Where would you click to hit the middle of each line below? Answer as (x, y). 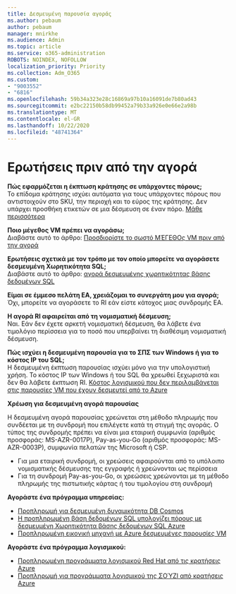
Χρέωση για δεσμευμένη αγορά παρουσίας (73, 404)
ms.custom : (23, 79)
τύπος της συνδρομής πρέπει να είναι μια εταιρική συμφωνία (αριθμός (111, 432)
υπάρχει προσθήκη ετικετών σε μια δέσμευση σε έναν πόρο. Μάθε (105, 209)
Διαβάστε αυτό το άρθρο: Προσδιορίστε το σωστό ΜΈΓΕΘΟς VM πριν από (116, 238)
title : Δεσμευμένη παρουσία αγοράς (60, 14)
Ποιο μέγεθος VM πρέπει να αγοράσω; (66, 230)
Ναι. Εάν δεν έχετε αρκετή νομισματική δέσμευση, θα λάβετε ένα (104, 324)
